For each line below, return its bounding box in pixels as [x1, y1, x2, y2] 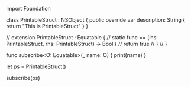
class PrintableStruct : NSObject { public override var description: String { [6, 16, 186, 23]
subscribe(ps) [6, 75, 40, 81]
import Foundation [6, 5, 51, 12]
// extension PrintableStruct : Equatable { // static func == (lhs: [6, 34, 158, 41]
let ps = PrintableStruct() [6, 63, 66, 70]
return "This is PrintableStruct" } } [6, 23, 89, 29]
